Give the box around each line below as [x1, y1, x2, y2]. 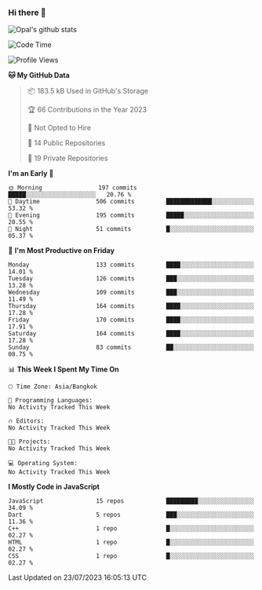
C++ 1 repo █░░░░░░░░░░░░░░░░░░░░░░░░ [8, 525, 255, 533]
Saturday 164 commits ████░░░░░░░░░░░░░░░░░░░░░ [8, 330, 255, 338]
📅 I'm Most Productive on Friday [8, 246, 115, 255]
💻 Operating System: [8, 460, 78, 467]
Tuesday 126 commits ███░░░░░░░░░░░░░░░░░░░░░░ [8, 275, 255, 283]
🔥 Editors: [8, 417, 45, 425]
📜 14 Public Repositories [27, 138, 106, 148]
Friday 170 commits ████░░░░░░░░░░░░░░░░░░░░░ [8, 316, 255, 324]
